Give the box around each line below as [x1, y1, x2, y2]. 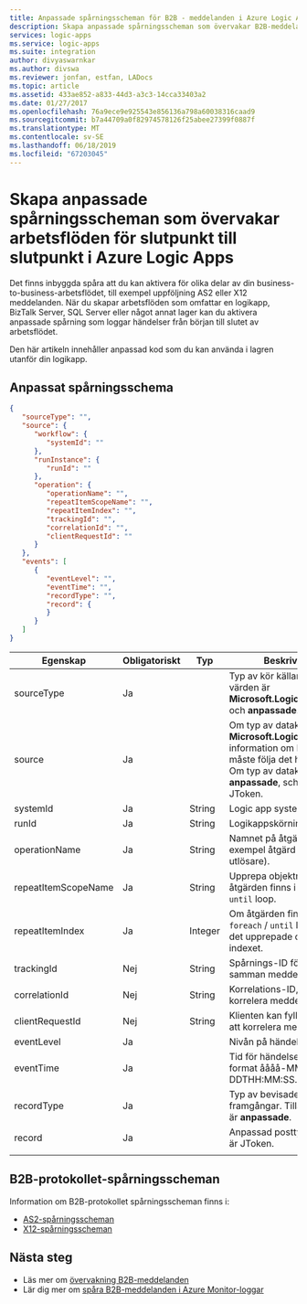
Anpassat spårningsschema [9, 379, 174, 395]
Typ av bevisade [228, 1087, 300, 1100]
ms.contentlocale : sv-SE [9, 133, 104, 142]
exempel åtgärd [228, 843, 296, 856]
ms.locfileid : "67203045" [9, 149, 108, 158]
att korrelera [228, 1021, 281, 1033]
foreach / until [228, 918, 294, 931]
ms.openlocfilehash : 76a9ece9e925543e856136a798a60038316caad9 [9, 107, 256, 116]
